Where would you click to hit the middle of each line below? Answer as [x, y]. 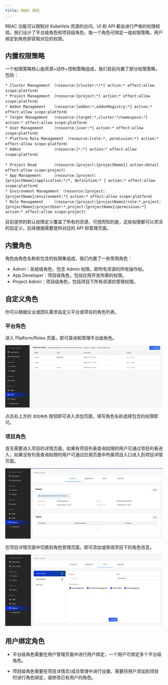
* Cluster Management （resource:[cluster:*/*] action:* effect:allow [80, 86]
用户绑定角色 [25, 641]
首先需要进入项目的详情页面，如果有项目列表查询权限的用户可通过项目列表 [82, 448]
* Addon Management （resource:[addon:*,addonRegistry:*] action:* [79, 107]
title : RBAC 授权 [22, 11]
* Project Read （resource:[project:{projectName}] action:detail [82, 165]
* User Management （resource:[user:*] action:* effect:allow [74, 128]
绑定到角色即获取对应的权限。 [36, 39]
